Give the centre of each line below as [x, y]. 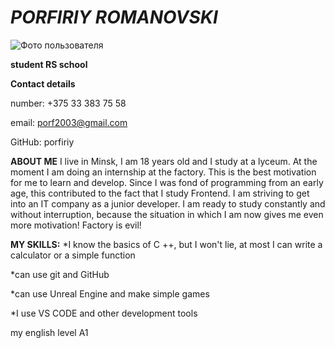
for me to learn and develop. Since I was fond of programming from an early [167, 182]
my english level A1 [49, 332]
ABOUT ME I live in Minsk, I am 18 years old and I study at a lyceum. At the [164, 161]
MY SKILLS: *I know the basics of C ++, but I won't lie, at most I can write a [166, 244]
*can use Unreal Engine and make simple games [110, 293]
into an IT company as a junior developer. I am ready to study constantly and [168, 203]
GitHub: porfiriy [42, 142]
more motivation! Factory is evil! [76, 225]
